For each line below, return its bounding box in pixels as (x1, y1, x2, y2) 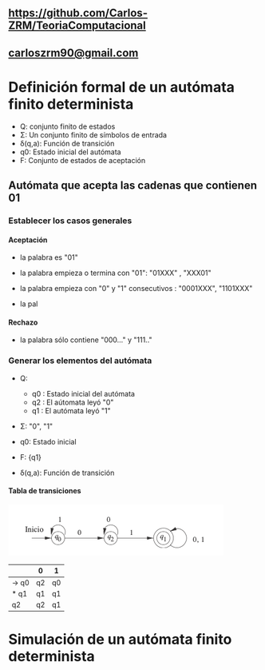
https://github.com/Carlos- (8, 6, 148, 20)
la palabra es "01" (19, 253, 78, 262)
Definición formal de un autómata (8, 78, 235, 96)
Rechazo (8, 317, 38, 327)
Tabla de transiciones (8, 486, 81, 496)
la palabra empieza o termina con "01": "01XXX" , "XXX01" (19, 268, 212, 278)
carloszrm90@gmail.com (8, 46, 139, 59)
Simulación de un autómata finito (8, 630, 232, 648)
